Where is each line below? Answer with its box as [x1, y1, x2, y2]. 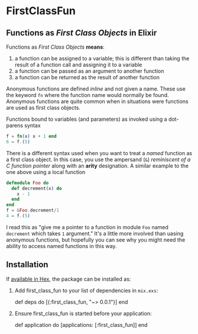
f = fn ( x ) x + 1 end [6, 133, 57, 139]
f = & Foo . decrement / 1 [6, 207, 60, 214]
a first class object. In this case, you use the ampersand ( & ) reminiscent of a [6, 156, 191, 163]
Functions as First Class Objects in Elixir [6, 28, 157, 38]
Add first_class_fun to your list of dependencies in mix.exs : [14, 287, 158, 294]
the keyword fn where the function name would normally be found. [6, 92, 169, 98]
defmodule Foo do [6, 179, 49, 186]
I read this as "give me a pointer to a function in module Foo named [6, 223, 168, 230]
